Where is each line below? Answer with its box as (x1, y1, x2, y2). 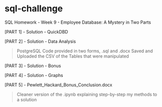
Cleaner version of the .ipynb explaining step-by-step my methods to (16, 91, 158, 97)
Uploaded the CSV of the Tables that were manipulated (16, 53, 129, 59)
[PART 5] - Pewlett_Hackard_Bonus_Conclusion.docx (4, 82, 113, 88)
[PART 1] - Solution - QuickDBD (4, 29, 69, 35)
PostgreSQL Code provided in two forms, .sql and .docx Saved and (16, 48, 153, 54)
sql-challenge (4, 3, 63, 14)
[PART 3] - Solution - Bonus (4, 63, 61, 69)
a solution (16, 97, 37, 103)
